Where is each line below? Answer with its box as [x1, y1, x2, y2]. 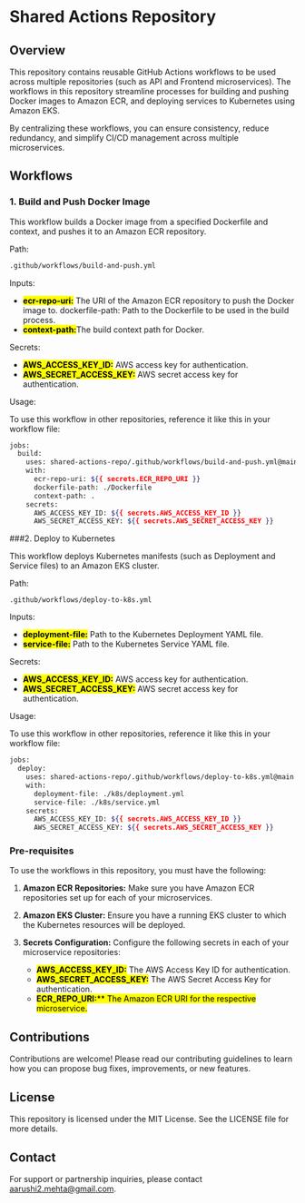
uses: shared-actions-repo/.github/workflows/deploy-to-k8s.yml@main [25, 773, 295, 782]
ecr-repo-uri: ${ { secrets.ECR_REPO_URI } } [33, 475, 202, 484]
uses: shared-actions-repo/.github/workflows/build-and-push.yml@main [25, 458, 299, 467]
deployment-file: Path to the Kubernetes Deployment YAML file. [22, 629, 264, 640]
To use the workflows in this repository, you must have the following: [9, 865, 267, 876]
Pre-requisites [9, 844, 74, 857]
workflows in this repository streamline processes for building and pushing [9, 86, 289, 96]
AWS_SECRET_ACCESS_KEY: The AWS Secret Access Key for [35, 974, 271, 985]
